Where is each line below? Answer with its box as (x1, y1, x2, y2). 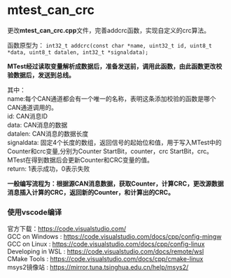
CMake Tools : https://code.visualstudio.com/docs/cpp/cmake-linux (7, 255, 204, 263)
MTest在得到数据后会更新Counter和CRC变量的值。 (7, 155, 154, 164)
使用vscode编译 (7, 207, 62, 217)
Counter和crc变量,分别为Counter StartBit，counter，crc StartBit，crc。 (7, 146, 213, 155)
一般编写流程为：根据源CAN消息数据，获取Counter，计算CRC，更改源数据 (7, 179, 224, 188)
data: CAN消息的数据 (7, 120, 68, 129)
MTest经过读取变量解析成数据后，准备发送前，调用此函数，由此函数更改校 (7, 62, 223, 70)
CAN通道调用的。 (7, 103, 58, 111)
